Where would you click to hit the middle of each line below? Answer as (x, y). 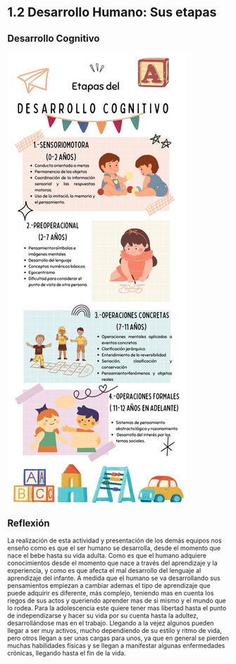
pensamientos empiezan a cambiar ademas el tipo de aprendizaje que (109, 585)
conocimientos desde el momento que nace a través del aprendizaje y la (112, 563)
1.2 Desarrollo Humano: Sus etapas (112, 12)
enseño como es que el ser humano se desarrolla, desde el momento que (114, 547)
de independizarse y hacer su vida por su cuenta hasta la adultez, (103, 615)
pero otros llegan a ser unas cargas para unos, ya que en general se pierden (118, 638)
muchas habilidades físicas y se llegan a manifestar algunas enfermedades (116, 645)
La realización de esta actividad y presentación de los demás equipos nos (114, 540)
